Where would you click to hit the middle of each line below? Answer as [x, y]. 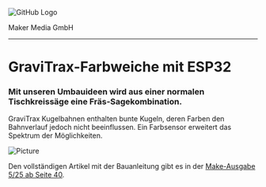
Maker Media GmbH [41, 27]
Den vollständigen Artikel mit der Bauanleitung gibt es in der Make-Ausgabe [132, 166]
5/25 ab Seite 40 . [36, 175]
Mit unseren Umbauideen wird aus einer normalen [106, 92]
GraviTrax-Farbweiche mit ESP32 [120, 67]
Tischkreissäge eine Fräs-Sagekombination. [95, 101]
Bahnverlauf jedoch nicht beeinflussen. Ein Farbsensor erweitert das [120, 128]
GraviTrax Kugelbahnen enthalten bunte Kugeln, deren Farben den [116, 119]
